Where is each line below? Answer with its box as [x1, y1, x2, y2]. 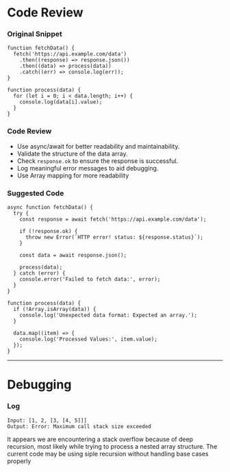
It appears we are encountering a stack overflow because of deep [7, 435, 194, 443]
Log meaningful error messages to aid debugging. [16, 164, 159, 172]
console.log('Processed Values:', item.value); [19, 336, 157, 343]
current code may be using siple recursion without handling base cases [7, 449, 209, 458]
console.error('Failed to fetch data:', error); [19, 276, 161, 283]
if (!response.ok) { [19, 228, 78, 235]
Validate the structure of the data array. [16, 149, 128, 158]
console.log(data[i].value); [19, 99, 103, 105]
